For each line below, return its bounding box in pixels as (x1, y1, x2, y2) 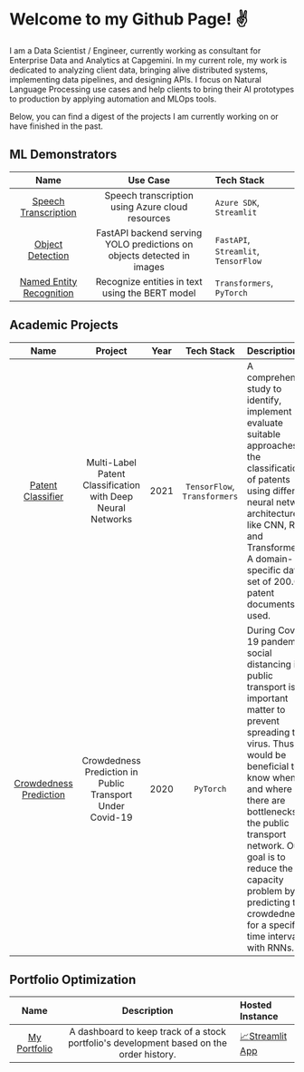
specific (247, 563, 281, 576)
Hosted (239, 999, 272, 1011)
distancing (247, 658, 292, 670)
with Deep (90, 490, 134, 502)
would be (247, 748, 287, 761)
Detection (27, 249, 70, 261)
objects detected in (108, 249, 190, 261)
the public (247, 816, 290, 829)
